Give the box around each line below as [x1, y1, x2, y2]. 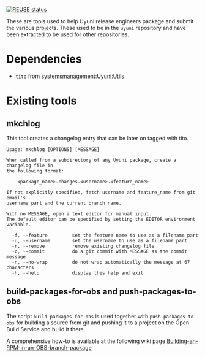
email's [6, 194, 26, 201]
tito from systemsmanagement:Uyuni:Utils [15, 72, 124, 80]
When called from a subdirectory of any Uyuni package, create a [6, 157, 176, 163]
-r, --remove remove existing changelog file [12, 243, 155, 249]
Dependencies [6, 52, 82, 66]
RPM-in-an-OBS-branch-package [6, 344, 92, 351]
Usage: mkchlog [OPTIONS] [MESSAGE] [6, 146, 100, 153]
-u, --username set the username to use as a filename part [12, 237, 188, 244]
